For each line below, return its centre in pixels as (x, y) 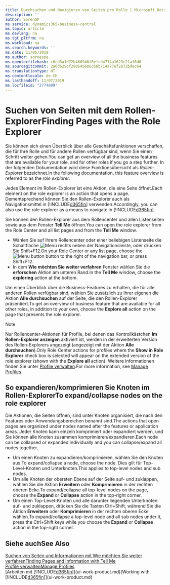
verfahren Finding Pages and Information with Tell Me (60, 561)
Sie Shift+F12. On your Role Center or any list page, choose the (77, 251)
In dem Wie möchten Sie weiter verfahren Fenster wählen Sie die (81, 267)
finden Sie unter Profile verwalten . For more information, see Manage (77, 366)
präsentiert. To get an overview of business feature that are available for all (83, 303)
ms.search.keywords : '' (30, 48)
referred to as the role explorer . (38, 178)
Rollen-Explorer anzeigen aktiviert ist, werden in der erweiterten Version (81, 339)
